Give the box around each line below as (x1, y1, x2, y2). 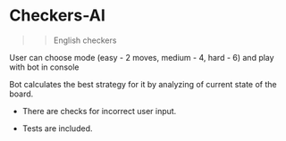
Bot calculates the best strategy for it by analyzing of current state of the (9, 79, 277, 89)
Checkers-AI (9, 5, 105, 26)
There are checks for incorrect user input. (21, 105, 177, 116)
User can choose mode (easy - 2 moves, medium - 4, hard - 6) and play (9, 52, 274, 62)
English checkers (53, 35, 117, 46)
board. (9, 88, 34, 99)
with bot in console (9, 62, 80, 72)
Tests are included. (21, 122, 93, 134)
